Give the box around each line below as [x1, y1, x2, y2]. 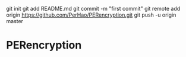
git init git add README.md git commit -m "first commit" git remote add [6, 5, 181, 12]
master [6, 18, 24, 24]
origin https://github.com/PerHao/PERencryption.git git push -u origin [6, 11, 176, 18]
